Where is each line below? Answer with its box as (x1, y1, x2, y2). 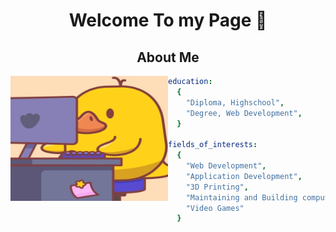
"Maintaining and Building (185, 192, 298, 203)
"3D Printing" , (185, 182, 249, 192)
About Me (136, 49, 200, 66)
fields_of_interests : (168, 140, 258, 150)
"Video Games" (185, 203, 245, 213)
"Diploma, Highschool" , (185, 97, 285, 108)
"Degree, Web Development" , (185, 108, 303, 118)
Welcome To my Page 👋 (68, 9, 268, 32)
